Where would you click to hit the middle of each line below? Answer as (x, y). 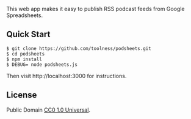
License (22, 95)
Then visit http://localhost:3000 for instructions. (67, 76)
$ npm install (24, 59)
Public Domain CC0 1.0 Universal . (48, 110)
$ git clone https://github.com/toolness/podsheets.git (79, 48)
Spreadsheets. (25, 15)
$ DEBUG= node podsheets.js (42, 64)
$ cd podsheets (26, 54)
